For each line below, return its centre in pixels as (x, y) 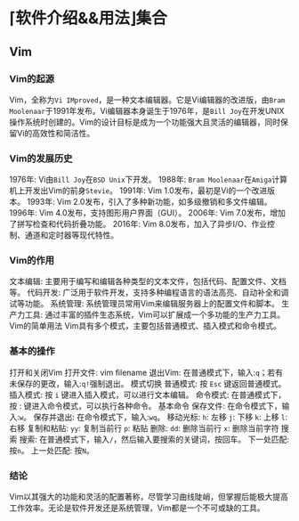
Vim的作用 (32, 261)
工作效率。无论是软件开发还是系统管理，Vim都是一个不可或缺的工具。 (137, 508)
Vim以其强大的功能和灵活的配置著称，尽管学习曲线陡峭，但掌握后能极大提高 (149, 497)
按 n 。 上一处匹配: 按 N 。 (52, 450)
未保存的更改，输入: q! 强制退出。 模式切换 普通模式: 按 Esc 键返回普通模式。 (148, 383)
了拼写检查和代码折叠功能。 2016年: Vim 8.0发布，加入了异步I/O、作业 (138, 224)
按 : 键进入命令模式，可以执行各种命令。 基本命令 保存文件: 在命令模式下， (145, 405)
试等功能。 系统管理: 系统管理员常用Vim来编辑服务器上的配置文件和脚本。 (145, 304)
